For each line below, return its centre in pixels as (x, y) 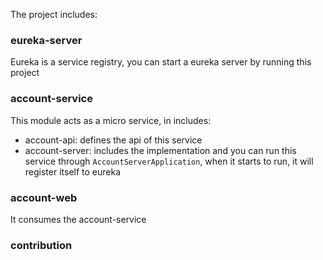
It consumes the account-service (78, 219)
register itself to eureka (73, 171)
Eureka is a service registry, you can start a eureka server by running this (161, 62)
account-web (44, 197)
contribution (41, 245)
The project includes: (54, 14)
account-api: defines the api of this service (113, 140)
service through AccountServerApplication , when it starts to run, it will (169, 161)
